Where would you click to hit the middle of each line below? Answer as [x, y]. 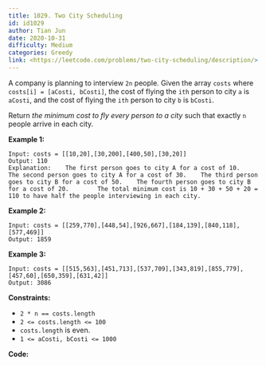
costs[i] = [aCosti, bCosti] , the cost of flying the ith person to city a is [129, 91]
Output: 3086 [30, 283]
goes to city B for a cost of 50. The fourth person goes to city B [129, 182]
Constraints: [29, 297]
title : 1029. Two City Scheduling [66, 16]
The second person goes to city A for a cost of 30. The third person [133, 175]
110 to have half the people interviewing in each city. [105, 196]
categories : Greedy [41, 53]
